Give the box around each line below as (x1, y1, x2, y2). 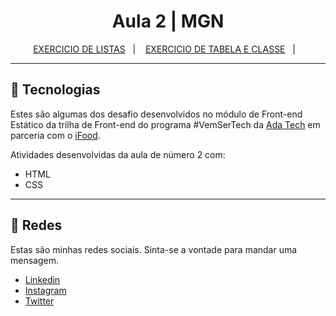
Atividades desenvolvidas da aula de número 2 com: (10, 148, 226, 160)
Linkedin (24, 273, 61, 285)
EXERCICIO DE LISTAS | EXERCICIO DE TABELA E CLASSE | (33, 43, 296, 55)
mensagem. (10, 254, 59, 266)
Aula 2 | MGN (111, 10, 225, 33)
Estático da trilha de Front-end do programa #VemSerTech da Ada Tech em (10, 118, 321, 130)
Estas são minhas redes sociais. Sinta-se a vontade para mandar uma (10, 243, 298, 255)
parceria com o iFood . (10, 129, 101, 141)
